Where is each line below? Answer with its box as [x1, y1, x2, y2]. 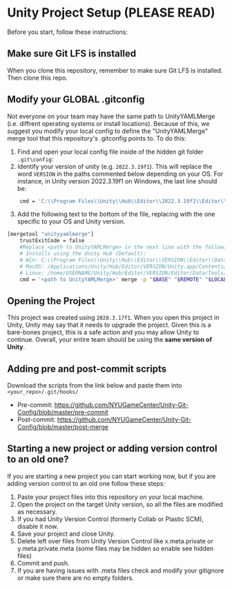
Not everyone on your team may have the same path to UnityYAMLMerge [7, 112, 215, 120]
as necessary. [17, 507, 57, 516]
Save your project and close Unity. [17, 529, 115, 538]
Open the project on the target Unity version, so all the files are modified [17, 500, 223, 508]
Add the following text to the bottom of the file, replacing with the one [17, 210, 215, 219]
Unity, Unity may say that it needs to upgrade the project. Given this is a [7, 320, 212, 329]
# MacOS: [19, 263, 45, 270]
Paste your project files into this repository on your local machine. [17, 493, 205, 501]
